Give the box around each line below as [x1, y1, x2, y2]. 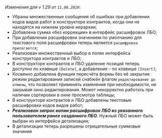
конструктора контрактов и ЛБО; [12, 55, 82, 61]
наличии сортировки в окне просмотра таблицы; [12, 92, 116, 98]
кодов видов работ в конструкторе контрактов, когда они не [12, 19, 139, 25]
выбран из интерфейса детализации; [12, 118, 90, 124]
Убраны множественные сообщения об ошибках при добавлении [12, 14, 150, 19]
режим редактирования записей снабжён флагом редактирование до [12, 76, 156, 82]
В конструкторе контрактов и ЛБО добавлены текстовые [12, 97, 132, 103]
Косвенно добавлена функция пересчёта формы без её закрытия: [12, 71, 151, 77]
